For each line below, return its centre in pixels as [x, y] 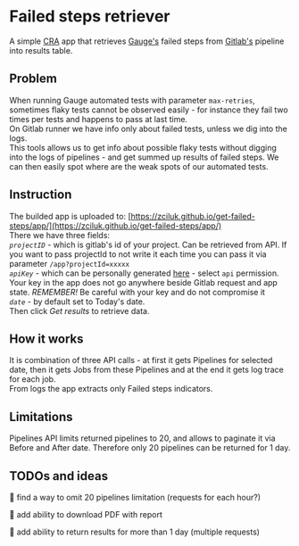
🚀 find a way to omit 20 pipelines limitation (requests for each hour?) [135, 497]
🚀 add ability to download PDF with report [86, 514]
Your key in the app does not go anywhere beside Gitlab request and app [144, 282]
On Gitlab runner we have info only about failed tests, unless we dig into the [148, 128]
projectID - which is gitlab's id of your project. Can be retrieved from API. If [148, 244]
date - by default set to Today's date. [77, 302]
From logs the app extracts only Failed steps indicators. [111, 389]
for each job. [33, 379]
